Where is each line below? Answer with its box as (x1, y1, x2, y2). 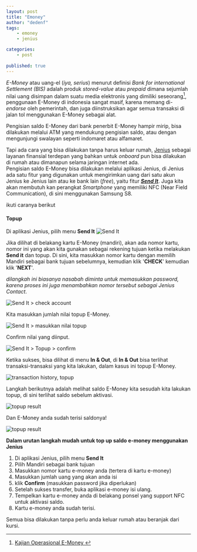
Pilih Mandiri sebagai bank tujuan (14, 461, 95, 468)
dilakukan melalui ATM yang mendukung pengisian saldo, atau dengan (6, 129, 177, 136)
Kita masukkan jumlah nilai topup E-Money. (6, 311, 110, 318)
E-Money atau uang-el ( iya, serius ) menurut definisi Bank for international (6, 79, 185, 86)
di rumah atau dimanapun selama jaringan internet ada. (6, 159, 140, 166)
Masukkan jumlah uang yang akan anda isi (14, 473, 117, 480)
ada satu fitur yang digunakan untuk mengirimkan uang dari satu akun (6, 171, 175, 179)
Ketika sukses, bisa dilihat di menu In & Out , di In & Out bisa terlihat (6, 356, 168, 363)
